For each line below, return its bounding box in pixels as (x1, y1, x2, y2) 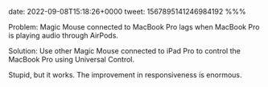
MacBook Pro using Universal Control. (8, 55, 135, 64)
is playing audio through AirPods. (8, 31, 119, 40)
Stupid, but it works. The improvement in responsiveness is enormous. (8, 70, 243, 79)
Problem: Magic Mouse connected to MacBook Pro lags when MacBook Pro (8, 22, 260, 31)
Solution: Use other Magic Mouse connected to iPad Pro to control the (8, 46, 241, 55)
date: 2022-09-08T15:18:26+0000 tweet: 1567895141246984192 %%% (8, 7, 246, 16)
